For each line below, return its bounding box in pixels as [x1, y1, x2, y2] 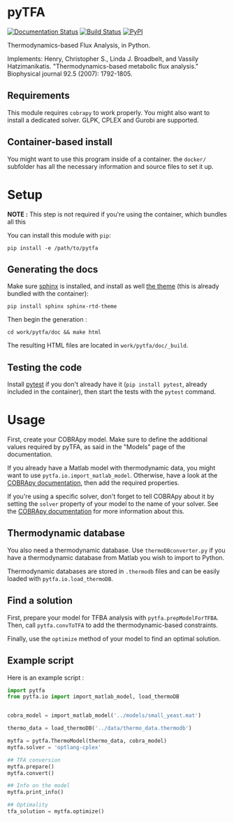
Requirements [7, 90, 70, 102]
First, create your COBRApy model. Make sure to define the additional [7, 435, 208, 444]
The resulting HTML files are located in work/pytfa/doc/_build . [7, 341, 189, 350]
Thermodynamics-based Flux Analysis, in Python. [7, 41, 151, 49]
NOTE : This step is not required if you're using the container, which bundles [7, 210, 227, 218]
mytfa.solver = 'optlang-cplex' [7, 744, 101, 751]
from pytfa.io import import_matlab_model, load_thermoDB [7, 693, 180, 701]
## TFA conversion [7, 756, 61, 764]
